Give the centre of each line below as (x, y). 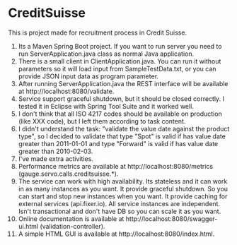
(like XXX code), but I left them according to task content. (102, 121)
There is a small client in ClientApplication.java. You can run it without (120, 61)
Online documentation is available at (71, 219)
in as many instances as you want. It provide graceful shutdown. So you (123, 189)
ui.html (28, 226)
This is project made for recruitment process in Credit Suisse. (97, 32)
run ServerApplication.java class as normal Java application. (106, 54)
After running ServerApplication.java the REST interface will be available (123, 83)
